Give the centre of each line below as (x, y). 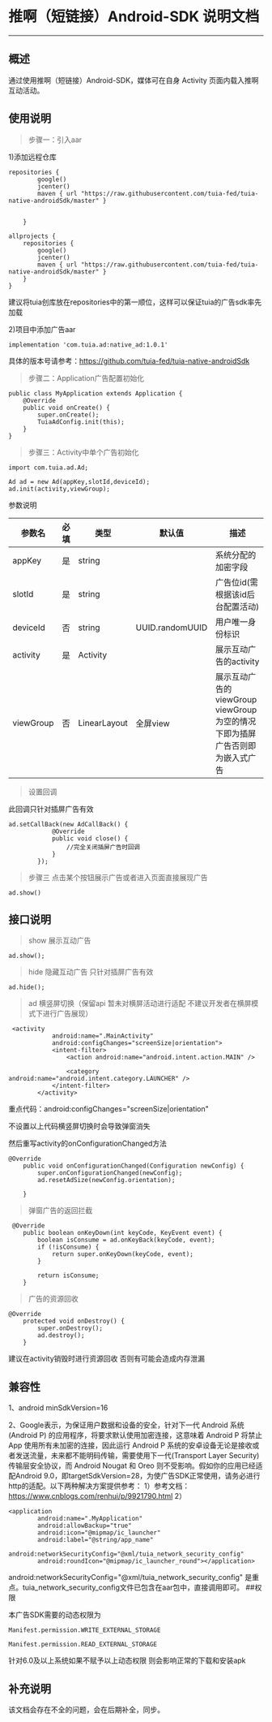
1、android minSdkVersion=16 (58, 1408)
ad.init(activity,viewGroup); (59, 489)
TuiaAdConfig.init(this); (81, 422)
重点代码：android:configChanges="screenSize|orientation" (108, 1109)
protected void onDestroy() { (74, 1321)
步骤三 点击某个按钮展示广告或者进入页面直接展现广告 (118, 877)
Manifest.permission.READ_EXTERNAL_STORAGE (83, 1645)
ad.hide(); (27, 987)
